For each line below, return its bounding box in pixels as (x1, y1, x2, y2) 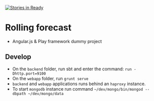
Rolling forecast (5, 22, 72, 33)
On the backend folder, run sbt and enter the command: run (12, 66, 132, 72)
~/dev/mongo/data (28, 91, 64, 96)
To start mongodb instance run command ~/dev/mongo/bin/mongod (12, 86, 143, 92)
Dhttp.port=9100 (12, 71, 46, 76)
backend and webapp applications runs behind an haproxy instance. (12, 81, 146, 87)
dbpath (12, 91, 26, 96)
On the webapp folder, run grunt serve (12, 75, 89, 81)
